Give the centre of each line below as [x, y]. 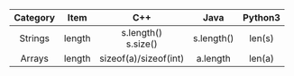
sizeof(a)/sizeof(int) [142, 59]
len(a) [262, 59]
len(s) [262, 38]
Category [35, 17]
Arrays [35, 59]
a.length [214, 59]
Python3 [262, 17]
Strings [34, 38]
